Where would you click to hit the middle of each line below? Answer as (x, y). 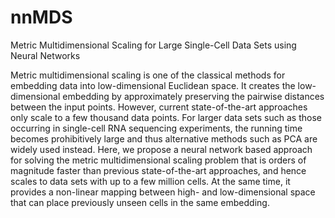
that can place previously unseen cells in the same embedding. (140, 202)
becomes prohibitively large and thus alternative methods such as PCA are (164, 138)
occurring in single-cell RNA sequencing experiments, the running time (156, 128)
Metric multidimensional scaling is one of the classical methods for (148, 75)
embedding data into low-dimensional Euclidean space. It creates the (153, 85)
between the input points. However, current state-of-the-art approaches (159, 107)
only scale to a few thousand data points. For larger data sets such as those (166, 117)
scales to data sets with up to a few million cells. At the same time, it (150, 181)
